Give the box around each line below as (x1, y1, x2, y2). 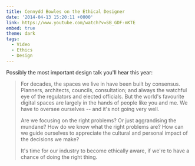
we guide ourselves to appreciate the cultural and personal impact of (20, 129, 189, 136)
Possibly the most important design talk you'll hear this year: (6, 69, 153, 76)
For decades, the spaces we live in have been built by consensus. (20, 80, 181, 87)
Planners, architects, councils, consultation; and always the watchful (20, 86, 187, 93)
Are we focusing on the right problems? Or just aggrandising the (20, 116, 177, 124)
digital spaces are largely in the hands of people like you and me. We (20, 99, 188, 106)
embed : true (6, 25, 35, 31)
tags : (6, 36, 19, 42)
